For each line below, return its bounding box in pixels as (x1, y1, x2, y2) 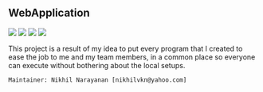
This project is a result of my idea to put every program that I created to (8, 44, 243, 53)
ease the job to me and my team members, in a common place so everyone (8, 52, 256, 62)
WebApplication (8, 6, 90, 20)
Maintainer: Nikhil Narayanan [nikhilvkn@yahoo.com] (8, 75, 187, 84)
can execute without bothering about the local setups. (8, 60, 186, 70)
